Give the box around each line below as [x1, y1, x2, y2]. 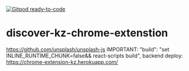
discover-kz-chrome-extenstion [6, 27, 168, 40]
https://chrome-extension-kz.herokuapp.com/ [6, 58, 118, 65]
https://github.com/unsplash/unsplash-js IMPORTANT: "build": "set [6, 46, 170, 53]
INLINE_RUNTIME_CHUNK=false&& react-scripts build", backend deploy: [6, 52, 183, 59]
